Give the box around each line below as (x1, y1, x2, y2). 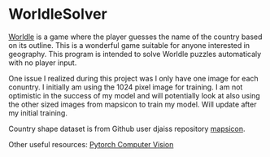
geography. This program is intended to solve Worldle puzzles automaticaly (8, 49, 262, 59)
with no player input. (8, 58, 77, 68)
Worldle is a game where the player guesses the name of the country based (8, 32, 263, 41)
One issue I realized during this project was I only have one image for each (8, 73, 259, 83)
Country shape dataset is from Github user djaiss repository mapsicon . (8, 124, 246, 133)
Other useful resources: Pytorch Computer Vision (8, 139, 174, 149)
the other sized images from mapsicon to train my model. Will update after (8, 99, 257, 109)
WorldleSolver (8, 5, 107, 24)
